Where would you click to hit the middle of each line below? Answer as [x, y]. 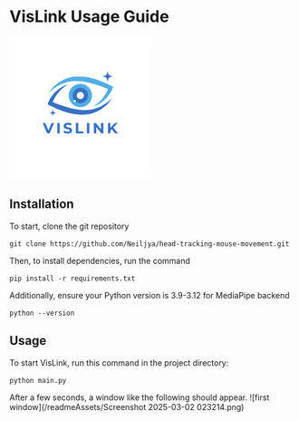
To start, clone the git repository [69, 226]
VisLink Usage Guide [89, 17]
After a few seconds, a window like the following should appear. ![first [140, 397]
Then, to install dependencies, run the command [100, 260]
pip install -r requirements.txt [72, 279]
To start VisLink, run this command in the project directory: [119, 362]
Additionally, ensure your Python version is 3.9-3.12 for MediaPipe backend [149, 295]
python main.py [38, 380]
